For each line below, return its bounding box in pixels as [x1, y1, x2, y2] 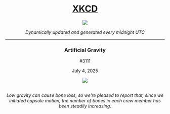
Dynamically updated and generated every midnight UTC [25, 29, 145, 35]
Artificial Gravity [64, 46, 106, 53]
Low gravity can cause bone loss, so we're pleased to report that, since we [6, 92, 164, 98]
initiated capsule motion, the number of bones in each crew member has [9, 98, 161, 104]
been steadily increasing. [59, 103, 111, 109]
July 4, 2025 [71, 68, 99, 74]
